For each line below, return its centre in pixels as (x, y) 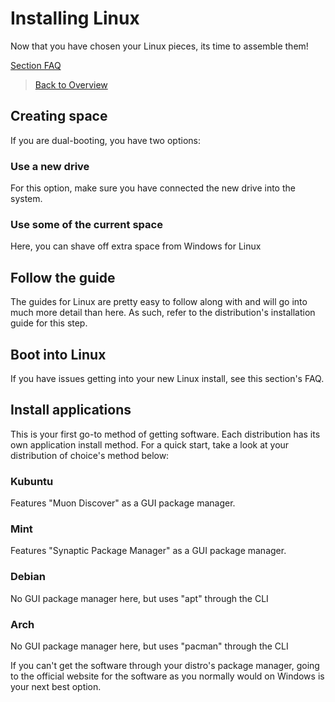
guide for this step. (49, 323)
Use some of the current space (86, 224)
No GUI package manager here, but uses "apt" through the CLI (139, 598)
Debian (28, 577)
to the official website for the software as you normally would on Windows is (167, 676)
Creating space (59, 116)
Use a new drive (50, 166)
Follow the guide (63, 277)
